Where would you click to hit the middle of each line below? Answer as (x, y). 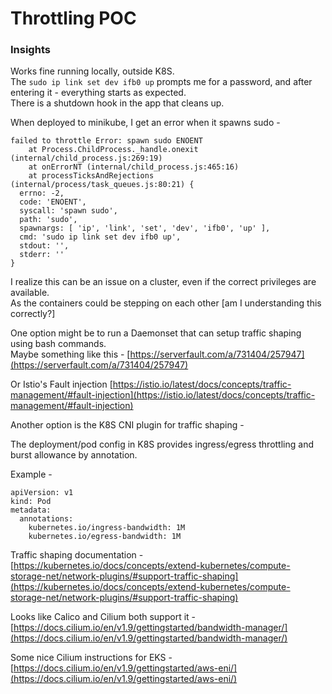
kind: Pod (31, 502)
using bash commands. (58, 344)
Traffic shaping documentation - (77, 555)
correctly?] (33, 314)
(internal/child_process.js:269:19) (86, 158)
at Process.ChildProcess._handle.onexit (113, 150)
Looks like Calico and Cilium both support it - (103, 617)
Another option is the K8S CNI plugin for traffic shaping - (127, 425)
